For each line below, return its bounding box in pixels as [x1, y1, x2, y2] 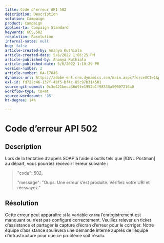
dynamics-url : [5, 75, 34, 80]
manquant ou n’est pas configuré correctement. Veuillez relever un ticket [5, 217, 151, 223]
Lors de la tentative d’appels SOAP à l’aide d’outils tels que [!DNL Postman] [5, 156, 156, 162]
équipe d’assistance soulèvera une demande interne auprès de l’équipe [5, 227, 148, 233]
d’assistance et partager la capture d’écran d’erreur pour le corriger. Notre [5, 222, 154, 228]
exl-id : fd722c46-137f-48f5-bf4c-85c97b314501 [5, 80, 102, 84]
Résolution [5, 199, 39, 207]
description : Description [5, 12, 58, 17]
